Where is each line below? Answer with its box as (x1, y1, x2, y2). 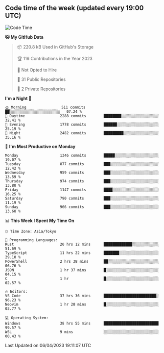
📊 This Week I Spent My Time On (5, 218, 74, 224)
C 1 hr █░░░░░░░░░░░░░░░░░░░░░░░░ (5, 276, 159, 281)
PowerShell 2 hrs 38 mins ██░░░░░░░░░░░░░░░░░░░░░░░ (5, 259, 159, 264)
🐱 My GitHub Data (5, 34, 44, 40)
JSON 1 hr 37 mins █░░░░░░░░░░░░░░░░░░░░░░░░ (5, 267, 159, 273)
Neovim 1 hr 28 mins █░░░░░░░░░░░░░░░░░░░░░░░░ (5, 302, 159, 307)
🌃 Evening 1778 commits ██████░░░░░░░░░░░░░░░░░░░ (5, 122, 159, 127)
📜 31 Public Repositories (17, 76, 66, 82)
